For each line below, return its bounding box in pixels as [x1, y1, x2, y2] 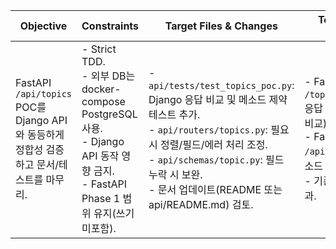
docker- [81, 82, 122, 96]
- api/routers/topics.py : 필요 [148, 123, 290, 136]
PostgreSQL [81, 107, 138, 121]
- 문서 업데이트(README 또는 [148, 183, 283, 196]
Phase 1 [81, 192, 121, 205]
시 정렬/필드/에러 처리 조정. [148, 138, 268, 151]
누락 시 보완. [148, 168, 203, 181]
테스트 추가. [148, 108, 201, 121]
